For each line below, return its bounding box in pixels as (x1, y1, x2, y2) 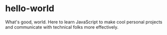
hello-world (5, 3, 55, 14)
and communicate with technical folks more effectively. (5, 24, 119, 30)
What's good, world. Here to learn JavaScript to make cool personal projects (5, 19, 163, 25)
